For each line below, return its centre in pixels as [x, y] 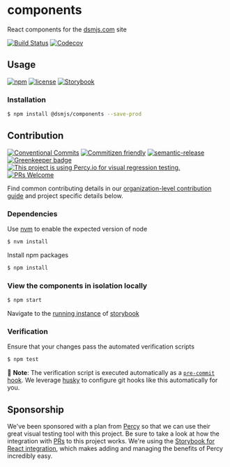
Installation [27, 100]
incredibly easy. [30, 456]
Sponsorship [36, 409]
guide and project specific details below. [65, 196]
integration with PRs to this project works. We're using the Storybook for [111, 441]
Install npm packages [38, 255]
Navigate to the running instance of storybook [73, 313]
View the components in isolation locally [77, 286]
